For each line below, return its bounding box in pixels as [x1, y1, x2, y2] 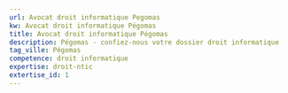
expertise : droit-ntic [9, 63, 93, 72]
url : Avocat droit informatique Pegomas [9, 12, 161, 22]
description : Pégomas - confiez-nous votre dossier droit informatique [9, 37, 279, 47]
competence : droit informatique [9, 54, 128, 63]
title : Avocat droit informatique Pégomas [9, 29, 168, 38]
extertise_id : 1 [9, 71, 69, 80]
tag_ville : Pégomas [9, 46, 82, 55]
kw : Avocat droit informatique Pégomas [9, 21, 157, 30]
